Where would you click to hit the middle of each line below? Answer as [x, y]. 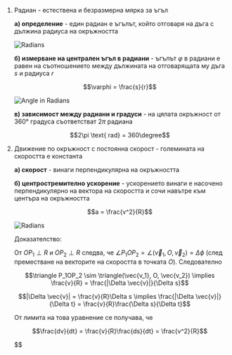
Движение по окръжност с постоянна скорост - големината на [109, 149]
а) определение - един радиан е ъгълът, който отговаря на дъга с [114, 24]
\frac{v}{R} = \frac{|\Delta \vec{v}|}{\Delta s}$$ [120, 283]
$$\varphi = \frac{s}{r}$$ [120, 87]
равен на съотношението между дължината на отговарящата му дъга [119, 66]
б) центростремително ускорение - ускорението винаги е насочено [118, 183]
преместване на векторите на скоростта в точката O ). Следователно [118, 262]
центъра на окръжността [52, 198]
